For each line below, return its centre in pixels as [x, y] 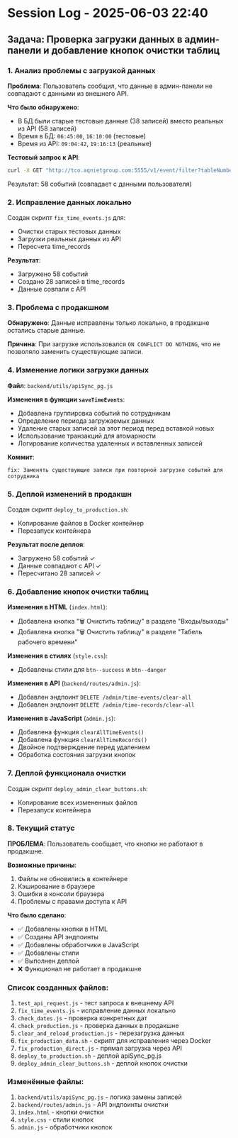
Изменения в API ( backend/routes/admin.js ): [74, 683]
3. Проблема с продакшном [58, 307]
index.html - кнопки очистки [61, 1112]
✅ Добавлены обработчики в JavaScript [78, 944]
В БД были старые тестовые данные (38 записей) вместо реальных [120, 121]
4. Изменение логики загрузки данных [78, 370]
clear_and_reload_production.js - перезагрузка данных [101, 1033]
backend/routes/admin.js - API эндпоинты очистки [93, 1105]
